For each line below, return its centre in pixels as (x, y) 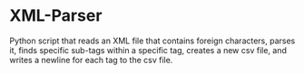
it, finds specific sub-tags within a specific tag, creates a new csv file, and (148, 50)
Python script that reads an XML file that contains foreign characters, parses (152, 41)
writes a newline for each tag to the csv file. (91, 60)
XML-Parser (56, 16)
